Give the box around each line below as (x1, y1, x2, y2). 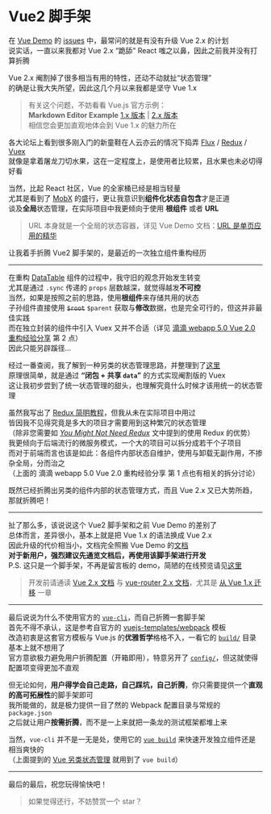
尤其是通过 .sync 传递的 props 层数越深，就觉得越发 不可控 (8, 282, 202, 292)
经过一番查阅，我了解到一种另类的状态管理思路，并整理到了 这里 (8, 360, 220, 369)
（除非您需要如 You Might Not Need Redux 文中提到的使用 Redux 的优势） (8, 428, 255, 437)
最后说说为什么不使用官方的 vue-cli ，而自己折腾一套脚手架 (8, 612, 206, 622)
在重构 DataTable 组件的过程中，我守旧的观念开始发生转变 (8, 272, 202, 282)
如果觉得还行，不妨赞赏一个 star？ (27, 796, 143, 806)
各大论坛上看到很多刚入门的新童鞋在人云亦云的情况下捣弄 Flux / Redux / (8, 137, 248, 147)
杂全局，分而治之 (8, 457, 65, 468)
